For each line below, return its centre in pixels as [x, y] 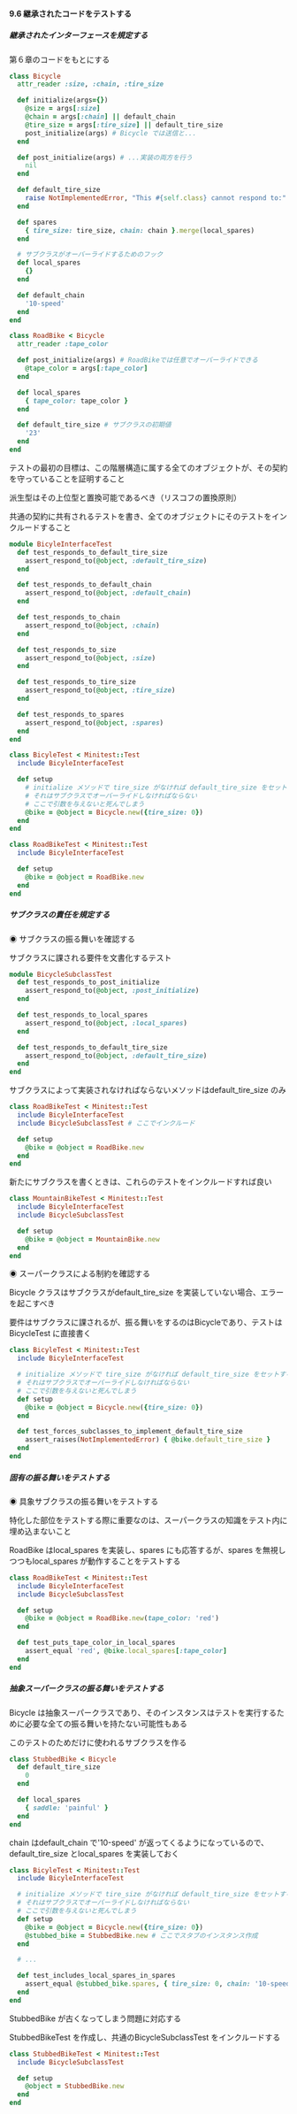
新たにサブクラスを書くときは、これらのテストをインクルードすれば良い [141, 1182]
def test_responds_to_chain [69, 618]
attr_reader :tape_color [63, 344]
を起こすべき [32, 1303]
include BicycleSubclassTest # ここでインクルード [106, 1123]
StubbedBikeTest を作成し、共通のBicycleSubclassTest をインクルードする [145, 2037]
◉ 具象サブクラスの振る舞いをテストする [84, 1501]
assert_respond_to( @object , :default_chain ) [108, 593]
